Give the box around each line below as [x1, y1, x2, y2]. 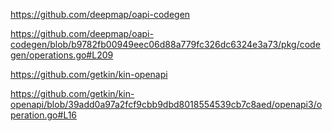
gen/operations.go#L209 [10, 49, 114, 61]
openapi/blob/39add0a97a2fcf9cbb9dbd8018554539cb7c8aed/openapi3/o [10, 99, 323, 110]
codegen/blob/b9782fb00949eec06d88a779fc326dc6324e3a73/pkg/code [10, 39, 321, 50]
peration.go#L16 [10, 109, 78, 121]
